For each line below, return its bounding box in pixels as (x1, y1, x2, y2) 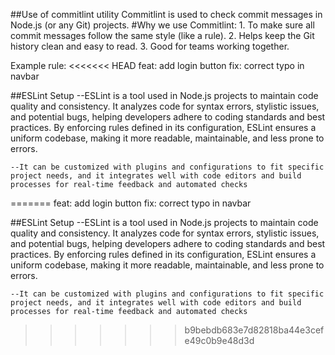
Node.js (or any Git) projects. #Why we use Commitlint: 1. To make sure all (10, 19, 315, 31)
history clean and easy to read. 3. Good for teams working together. (10, 40, 290, 52)
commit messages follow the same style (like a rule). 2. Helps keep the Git (10, 30, 315, 41)
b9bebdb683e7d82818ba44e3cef (184, 324, 325, 336)
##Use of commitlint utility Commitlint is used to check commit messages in (10, 9, 323, 20)
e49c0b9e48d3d (184, 335, 255, 346)
